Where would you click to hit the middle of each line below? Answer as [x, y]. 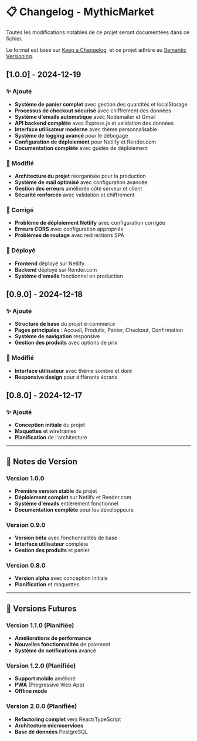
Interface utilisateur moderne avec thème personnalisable [86, 129]
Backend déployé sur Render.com [56, 269]
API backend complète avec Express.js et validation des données [94, 123]
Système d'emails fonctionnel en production [69, 276]
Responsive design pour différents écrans [66, 377]
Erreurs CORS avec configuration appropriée [69, 229]
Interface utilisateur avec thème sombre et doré [73, 370]
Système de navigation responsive [57, 336]
